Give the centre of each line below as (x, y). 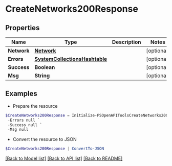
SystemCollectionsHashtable (71, 59)
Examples (21, 94)
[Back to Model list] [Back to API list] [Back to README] (64, 158)
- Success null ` (25, 125)
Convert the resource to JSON (45, 139)
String (42, 76)
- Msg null (18, 130)
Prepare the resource (35, 106)
